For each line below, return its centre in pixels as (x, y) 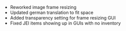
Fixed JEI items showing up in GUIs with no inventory (65, 23)
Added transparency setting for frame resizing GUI (63, 18)
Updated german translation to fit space (52, 12)
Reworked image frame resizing (43, 7)
